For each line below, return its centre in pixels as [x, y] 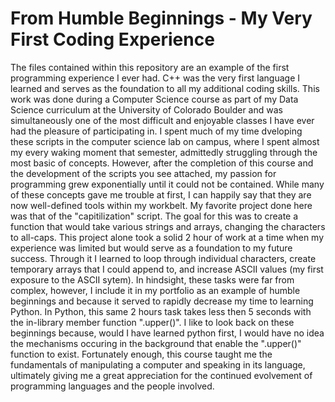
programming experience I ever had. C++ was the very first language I [155, 78]
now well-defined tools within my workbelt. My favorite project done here [161, 205]
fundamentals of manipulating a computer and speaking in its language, [158, 364]
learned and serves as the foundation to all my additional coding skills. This [165, 88]
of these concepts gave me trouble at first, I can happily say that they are [161, 194]
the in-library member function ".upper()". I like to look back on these [152, 322]
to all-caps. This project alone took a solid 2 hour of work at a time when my [167, 237]
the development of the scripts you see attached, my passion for [143, 173]
